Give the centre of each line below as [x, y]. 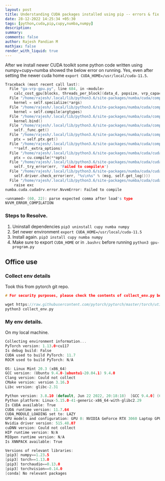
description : [18, 28]
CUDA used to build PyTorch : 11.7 [41, 355]
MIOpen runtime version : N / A [35, 437]
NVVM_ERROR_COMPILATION [29, 203]
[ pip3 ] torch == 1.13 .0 [27, 460]
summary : [14, 32]
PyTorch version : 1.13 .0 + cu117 [37, 346]
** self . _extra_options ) [38, 148]
